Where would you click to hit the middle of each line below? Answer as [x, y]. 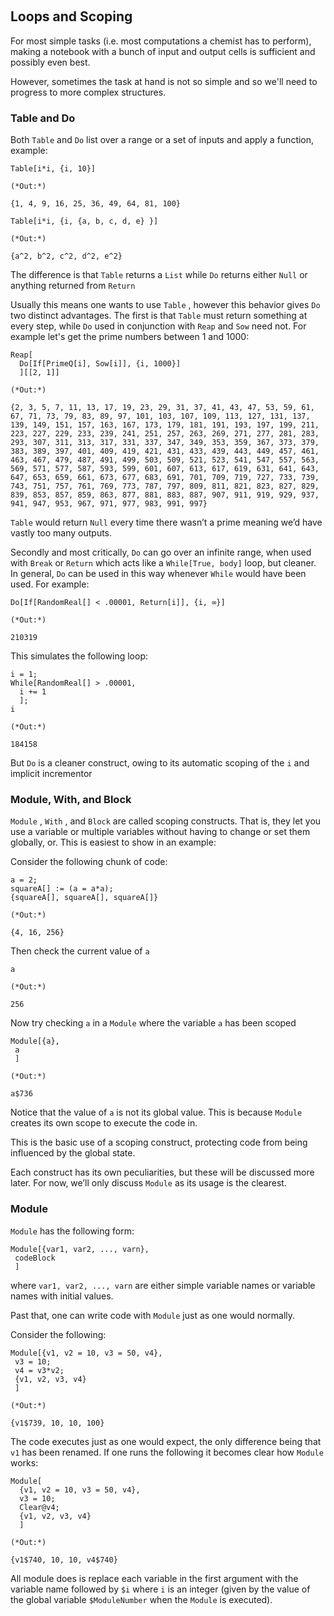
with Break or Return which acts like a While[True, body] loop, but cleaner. [163, 563]
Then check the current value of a [80, 951]
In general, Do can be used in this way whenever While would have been [158, 574]
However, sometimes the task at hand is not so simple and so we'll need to [164, 81]
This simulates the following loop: [79, 656]
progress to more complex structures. [88, 92]
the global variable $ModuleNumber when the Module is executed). [141, 1599]
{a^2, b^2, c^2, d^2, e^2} [66, 256]
